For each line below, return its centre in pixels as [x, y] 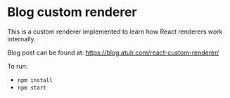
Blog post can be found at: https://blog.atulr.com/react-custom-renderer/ [113, 52]
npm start [32, 87]
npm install [35, 80]
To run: [18, 66]
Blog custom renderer [72, 12]
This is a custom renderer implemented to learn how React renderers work [115, 31]
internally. [22, 38]
